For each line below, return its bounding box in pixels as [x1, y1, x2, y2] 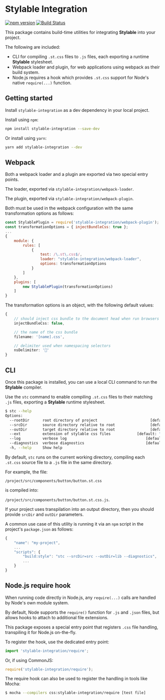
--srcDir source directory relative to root [9, 422, 115, 427]
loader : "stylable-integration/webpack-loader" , [40, 257, 141, 262]
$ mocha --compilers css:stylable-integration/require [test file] [5, 691, 146, 696]
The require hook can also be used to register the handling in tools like [5, 676, 148, 682]
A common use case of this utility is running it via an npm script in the [5, 521, 144, 527]
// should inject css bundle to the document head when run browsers [14, 316, 160, 321]
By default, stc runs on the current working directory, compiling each [5, 454, 145, 460]
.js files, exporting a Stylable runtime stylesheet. [5, 399, 106, 405]
